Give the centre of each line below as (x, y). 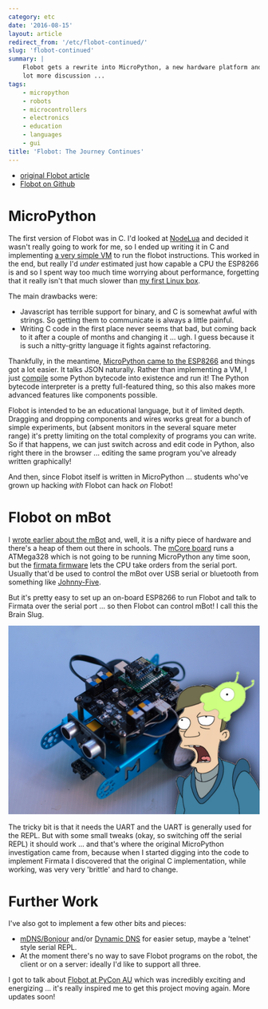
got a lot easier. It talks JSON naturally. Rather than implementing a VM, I (128, 369)
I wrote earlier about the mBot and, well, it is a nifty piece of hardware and (130, 540)
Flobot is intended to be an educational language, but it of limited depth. (126, 410)
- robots (37, 101)
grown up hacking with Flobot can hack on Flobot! (91, 485)
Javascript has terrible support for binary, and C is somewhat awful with (138, 311)
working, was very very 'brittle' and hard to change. (93, 869)
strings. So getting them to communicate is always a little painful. (127, 320)
